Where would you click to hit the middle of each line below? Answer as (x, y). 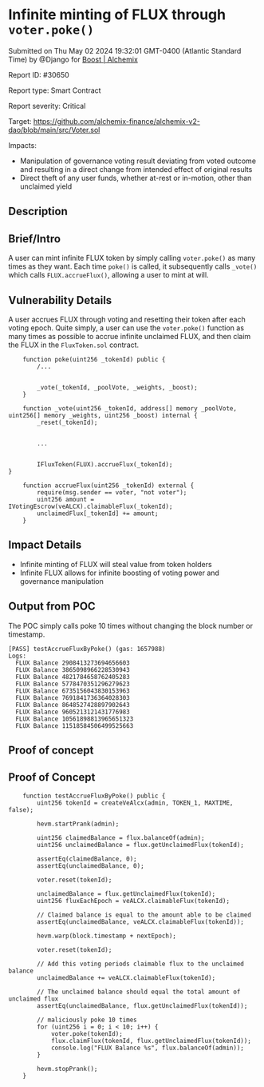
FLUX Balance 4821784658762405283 (73, 677)
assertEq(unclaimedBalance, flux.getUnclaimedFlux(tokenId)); (142, 1005)
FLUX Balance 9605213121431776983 (73, 712)
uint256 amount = (65, 499)
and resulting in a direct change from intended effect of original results (136, 169)
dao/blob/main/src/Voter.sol (54, 130)
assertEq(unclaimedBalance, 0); (91, 865)
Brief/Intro (35, 239)
